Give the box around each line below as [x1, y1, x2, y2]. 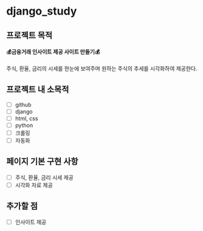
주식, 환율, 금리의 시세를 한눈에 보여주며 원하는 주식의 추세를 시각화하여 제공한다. [6, 65, 198, 72]
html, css [15, 115, 38, 122]
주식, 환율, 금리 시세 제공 [15, 174, 74, 181]
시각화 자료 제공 [15, 181, 53, 188]
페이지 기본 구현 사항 [6, 157, 78, 167]
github [15, 101, 32, 108]
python [15, 121, 33, 129]
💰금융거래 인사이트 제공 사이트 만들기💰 [6, 48, 100, 55]
